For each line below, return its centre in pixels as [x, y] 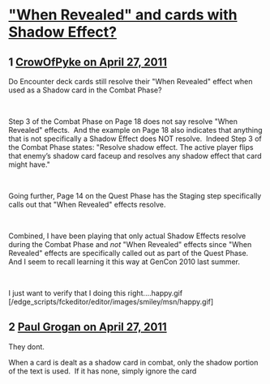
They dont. [26, 347]
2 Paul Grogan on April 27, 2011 [88, 327]
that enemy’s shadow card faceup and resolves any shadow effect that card [135, 156]
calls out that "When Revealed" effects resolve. [87, 205]
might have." [30, 164]
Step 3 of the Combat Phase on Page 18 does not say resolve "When [123, 122]
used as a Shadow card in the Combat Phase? [85, 90]
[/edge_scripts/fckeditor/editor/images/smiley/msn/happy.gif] [111, 302]
